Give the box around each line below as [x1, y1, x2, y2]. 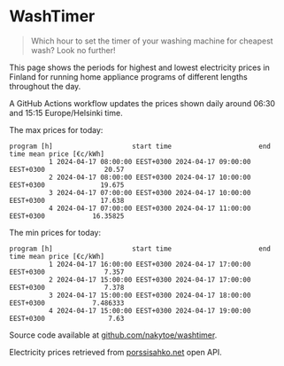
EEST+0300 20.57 [9, 165, 125, 174]
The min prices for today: [9, 227, 102, 238]
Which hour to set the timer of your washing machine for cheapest [30, 35, 273, 46]
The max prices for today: [9, 124, 104, 135]
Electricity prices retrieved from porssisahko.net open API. [9, 347, 223, 357]
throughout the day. [9, 81, 81, 91]
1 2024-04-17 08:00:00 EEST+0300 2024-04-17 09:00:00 [48, 157, 251, 166]
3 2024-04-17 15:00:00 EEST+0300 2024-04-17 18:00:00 [48, 291, 251, 300]
